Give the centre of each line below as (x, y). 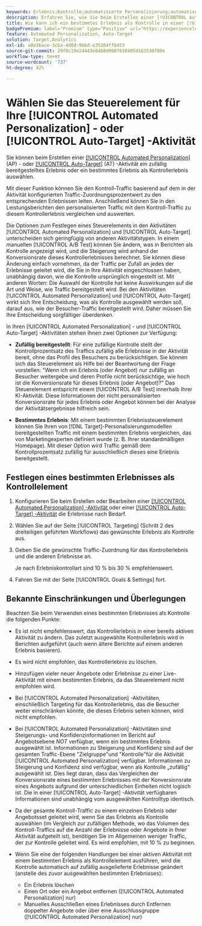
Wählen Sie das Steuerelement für (93, 102)
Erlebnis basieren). (38, 650)
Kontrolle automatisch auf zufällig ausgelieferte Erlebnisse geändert (99, 867)
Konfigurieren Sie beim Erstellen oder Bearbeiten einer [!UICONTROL (100, 501)
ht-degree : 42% (25, 68)
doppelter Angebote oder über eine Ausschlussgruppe (91, 910)
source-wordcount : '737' (37, 62)
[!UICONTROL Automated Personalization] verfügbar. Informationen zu (103, 760)
